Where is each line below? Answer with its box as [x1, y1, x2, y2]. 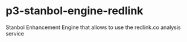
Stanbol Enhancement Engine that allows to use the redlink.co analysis [5, 24, 182, 31]
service [5, 30, 25, 37]
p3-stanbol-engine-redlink [5, 4, 144, 18]
